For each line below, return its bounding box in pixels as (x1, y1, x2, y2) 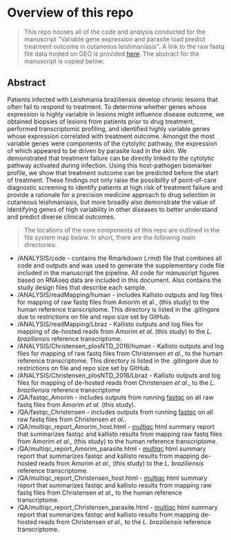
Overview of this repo (7, 5, 134, 21)
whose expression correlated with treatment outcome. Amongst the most (7, 132, 215, 140)
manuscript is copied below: (23, 57, 105, 65)
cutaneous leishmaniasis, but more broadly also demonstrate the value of (7, 198, 216, 206)
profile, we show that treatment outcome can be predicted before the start (7, 168, 219, 177)
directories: (23, 240, 57, 249)
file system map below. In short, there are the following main (23, 233, 196, 241)
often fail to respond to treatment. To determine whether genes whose (7, 102, 207, 111)
